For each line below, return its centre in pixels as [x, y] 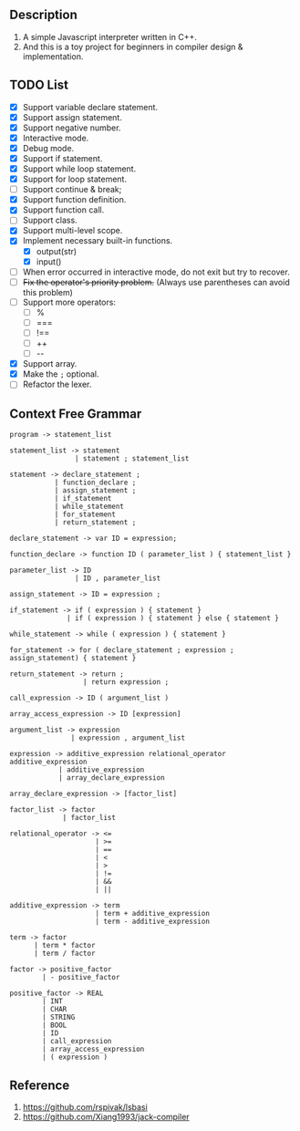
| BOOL [55, 1025]
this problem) [47, 292]
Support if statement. [62, 158]
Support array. [50, 364]
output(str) [57, 251]
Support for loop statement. [75, 179]
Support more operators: [69, 302]
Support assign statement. [72, 117]
